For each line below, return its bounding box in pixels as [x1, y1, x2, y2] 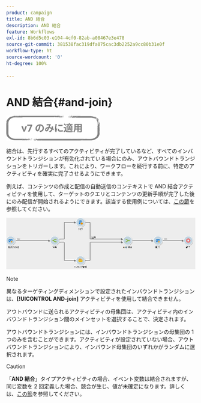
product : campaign [6, 10, 52, 16]
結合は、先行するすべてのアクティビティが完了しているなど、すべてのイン [6, 147, 188, 155]
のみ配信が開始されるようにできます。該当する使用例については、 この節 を [11, 198, 195, 205]
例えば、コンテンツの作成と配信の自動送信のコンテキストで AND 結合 [6, 183, 178, 190]
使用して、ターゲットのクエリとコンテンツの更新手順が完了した [32, 190, 190, 198]
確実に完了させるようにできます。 [42, 170, 126, 177]
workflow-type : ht [6, 48, 52, 54]
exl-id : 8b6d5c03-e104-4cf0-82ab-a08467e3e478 [6, 35, 125, 42]
